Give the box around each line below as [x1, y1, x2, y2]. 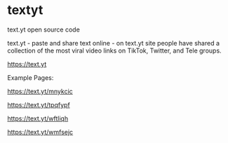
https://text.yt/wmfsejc [7, 128, 74, 136]
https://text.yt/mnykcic [7, 87, 74, 95]
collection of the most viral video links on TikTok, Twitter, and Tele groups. [7, 46, 222, 55]
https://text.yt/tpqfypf [7, 100, 70, 109]
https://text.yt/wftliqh [7, 114, 69, 123]
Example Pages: [7, 73, 54, 82]
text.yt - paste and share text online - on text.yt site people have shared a [7, 39, 220, 47]
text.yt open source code [7, 25, 81, 34]
